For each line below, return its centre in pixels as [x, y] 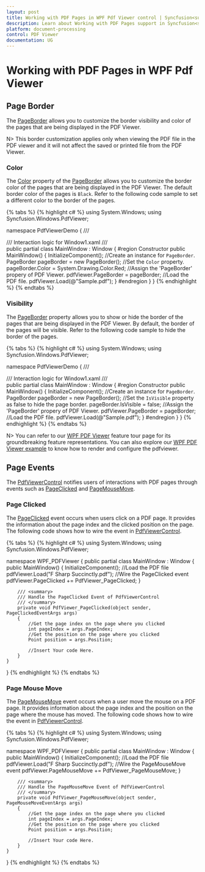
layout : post [23, 12]
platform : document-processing [46, 29]
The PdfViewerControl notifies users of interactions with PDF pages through [102, 482]
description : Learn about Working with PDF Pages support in [86, 23]
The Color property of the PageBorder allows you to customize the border [99, 181]
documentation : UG [30, 40]
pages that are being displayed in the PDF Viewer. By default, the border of [100, 323]
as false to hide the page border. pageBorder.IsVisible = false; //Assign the [100, 404]
